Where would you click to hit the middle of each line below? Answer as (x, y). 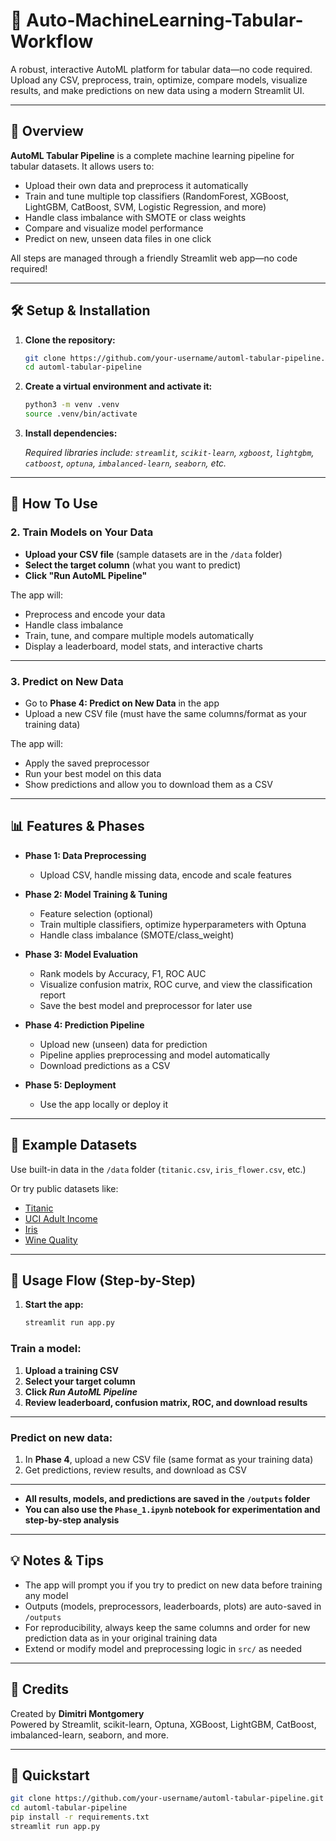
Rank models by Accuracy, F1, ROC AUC (123, 973)
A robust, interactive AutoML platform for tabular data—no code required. (161, 69)
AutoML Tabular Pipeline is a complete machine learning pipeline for (152, 155)
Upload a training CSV (72, 1370)
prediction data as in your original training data (121, 1638)
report (52, 995)
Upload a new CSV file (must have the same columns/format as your (166, 714)
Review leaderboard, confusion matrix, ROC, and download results (166, 1402)
